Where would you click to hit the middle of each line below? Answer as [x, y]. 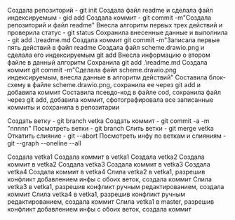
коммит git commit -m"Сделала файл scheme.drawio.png [92, 70]
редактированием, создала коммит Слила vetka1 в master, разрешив [111, 202]
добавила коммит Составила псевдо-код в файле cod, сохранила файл [114, 92]
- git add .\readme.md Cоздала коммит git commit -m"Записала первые [114, 40]
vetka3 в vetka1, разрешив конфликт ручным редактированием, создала [116, 187]
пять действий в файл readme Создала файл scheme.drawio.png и [106, 47]
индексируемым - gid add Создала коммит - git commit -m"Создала [109, 18]
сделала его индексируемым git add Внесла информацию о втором [109, 55]
